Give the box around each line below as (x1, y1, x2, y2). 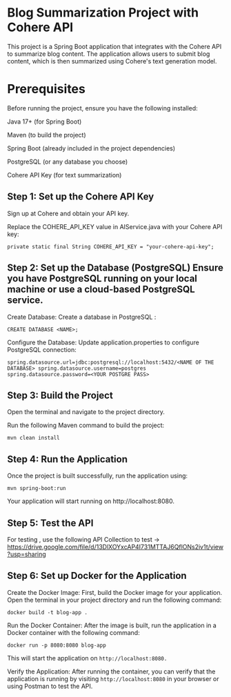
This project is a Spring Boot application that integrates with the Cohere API (7, 42, 222, 50)
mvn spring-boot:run (7, 485, 67, 492)
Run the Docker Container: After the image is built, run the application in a (7, 621, 217, 629)
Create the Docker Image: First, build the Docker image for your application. (7, 588, 223, 596)
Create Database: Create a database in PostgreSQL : (7, 313, 157, 321)
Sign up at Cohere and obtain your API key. (7, 209, 130, 217)
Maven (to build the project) (7, 130, 86, 139)
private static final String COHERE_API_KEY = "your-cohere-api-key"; (7, 243, 214, 250)
